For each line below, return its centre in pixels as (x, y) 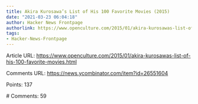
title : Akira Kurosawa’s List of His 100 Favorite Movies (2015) (88, 11)
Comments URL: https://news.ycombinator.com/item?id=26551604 (87, 73)
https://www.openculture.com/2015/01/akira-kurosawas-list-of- (113, 56)
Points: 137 (19, 85)
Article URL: (21, 56)
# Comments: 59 (27, 96)
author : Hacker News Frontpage (44, 22)
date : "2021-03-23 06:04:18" (42, 17)
